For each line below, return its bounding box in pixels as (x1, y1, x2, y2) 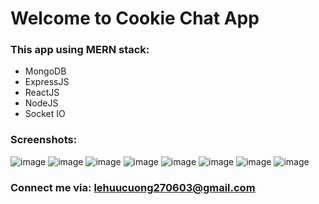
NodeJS (24, 97, 59, 109)
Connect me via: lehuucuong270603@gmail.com (10, 180, 256, 194)
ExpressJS (24, 76, 70, 88)
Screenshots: (10, 133, 78, 147)
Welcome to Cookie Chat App (10, 7, 260, 30)
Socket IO (24, 108, 66, 120)
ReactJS (24, 87, 60, 99)
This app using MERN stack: (10, 43, 150, 57)
